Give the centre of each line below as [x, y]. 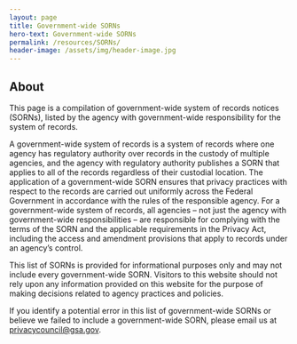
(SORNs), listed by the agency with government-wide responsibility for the [145, 117]
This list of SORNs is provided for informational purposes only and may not [146, 265]
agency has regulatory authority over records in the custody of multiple [140, 153]
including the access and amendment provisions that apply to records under [148, 238]
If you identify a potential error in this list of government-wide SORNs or [141, 310]
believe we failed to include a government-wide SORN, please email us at [143, 320]
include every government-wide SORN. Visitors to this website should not [143, 274]
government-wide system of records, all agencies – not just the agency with [148, 210]
